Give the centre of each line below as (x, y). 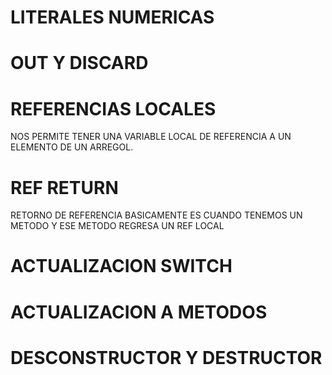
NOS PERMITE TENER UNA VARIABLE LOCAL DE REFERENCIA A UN (151, 137)
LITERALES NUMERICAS (112, 17)
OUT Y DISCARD (79, 63)
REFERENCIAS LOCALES (113, 108)
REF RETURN (64, 187)
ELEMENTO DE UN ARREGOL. (72, 147)
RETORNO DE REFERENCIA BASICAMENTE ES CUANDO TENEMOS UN (156, 215)
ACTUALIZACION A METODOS (139, 312)
